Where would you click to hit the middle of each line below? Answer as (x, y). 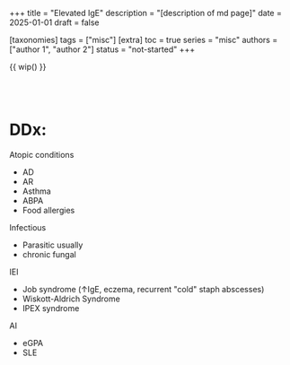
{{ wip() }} (28, 67)
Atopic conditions (42, 154)
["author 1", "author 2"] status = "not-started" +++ (102, 49)
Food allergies (48, 210)
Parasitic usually (53, 245)
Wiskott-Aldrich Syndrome (71, 299)
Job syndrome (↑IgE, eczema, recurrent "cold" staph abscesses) (143, 289)
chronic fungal (49, 254)
